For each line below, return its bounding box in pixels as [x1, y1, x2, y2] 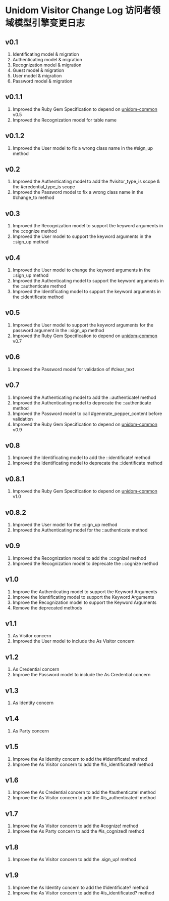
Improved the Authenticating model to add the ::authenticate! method [12, 394, 156, 400]
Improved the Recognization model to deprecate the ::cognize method [12, 560, 158, 566]
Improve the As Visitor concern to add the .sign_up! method [12, 856, 137, 863]
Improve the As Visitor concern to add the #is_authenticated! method [12, 795, 156, 801]
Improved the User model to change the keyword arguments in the [12, 267, 151, 273]
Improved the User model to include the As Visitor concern [12, 638, 135, 644]
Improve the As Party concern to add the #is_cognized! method [12, 828, 145, 834]
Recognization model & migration [12, 62, 82, 68]
